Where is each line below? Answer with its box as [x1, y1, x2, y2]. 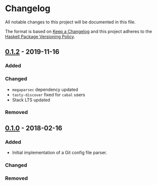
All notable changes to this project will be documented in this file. [5, 19, 136, 25]
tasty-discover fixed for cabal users [12, 92, 86, 97]
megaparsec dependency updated [12, 86, 79, 92]
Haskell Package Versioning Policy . [5, 34, 75, 39]
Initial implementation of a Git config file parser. [12, 149, 107, 156]
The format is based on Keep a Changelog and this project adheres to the [5, 28, 152, 34]
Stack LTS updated [12, 97, 50, 103]
